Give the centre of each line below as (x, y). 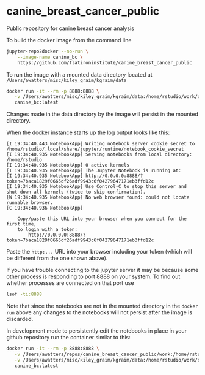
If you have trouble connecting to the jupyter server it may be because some (103, 270)
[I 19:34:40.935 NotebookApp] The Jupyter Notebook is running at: (94, 171)
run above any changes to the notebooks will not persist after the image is (99, 312)
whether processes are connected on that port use (70, 283)
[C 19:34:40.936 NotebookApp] (45, 208)
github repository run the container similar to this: (68, 338)
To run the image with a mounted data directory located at (79, 74)
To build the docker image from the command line (69, 40)
